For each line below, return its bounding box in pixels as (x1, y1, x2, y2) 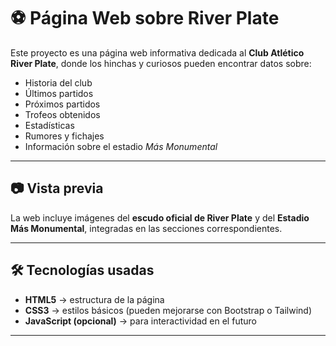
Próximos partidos (24, 98, 101, 110)
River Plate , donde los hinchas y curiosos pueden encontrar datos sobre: (10, 57, 312, 69)
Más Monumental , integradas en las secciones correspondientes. (10, 222, 283, 234)
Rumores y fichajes (24, 130, 105, 142)
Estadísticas (24, 119, 75, 131)
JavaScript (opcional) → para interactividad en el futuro (24, 315, 257, 327)
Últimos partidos (24, 87, 94, 99)
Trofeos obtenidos (24, 108, 101, 120)
